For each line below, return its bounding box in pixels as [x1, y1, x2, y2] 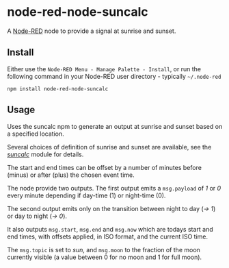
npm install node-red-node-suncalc [7, 85, 109, 93]
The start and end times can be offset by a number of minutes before [7, 163, 202, 171]
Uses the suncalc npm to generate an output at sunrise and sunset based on [7, 122, 223, 130]
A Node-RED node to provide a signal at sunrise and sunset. [7, 27, 176, 35]
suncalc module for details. [7, 150, 84, 158]
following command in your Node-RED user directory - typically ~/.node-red [7, 72, 221, 80]
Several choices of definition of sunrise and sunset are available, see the [7, 143, 212, 151]
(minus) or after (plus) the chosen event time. [7, 171, 135, 179]
